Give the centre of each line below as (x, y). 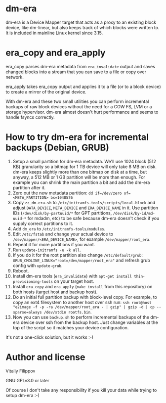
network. (15, 77)
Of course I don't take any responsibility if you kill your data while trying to (81, 390)
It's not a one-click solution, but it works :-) (49, 337)
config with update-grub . (38, 266)
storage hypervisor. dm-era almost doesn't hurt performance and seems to (82, 112)
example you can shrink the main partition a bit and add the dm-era (81, 182)
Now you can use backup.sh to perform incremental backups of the (81, 317)
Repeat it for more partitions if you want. (54, 244)
